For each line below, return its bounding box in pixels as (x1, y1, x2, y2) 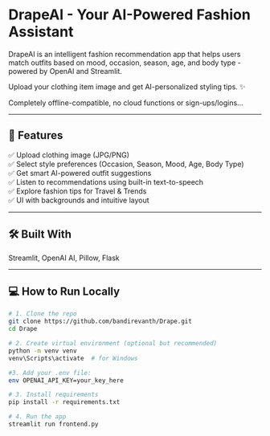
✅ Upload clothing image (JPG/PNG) (8, 150, 130, 160)
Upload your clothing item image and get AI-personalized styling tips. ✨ (8, 82, 246, 92)
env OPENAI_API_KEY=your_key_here (8, 376, 125, 385)
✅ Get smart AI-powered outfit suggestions (8, 168, 152, 177)
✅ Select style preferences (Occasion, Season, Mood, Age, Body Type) (8, 159, 244, 169)
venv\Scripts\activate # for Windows (8, 354, 138, 362)
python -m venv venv (8, 347, 78, 355)
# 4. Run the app (8, 413, 67, 421)
